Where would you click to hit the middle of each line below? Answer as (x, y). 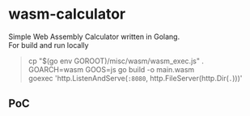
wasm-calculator (67, 14)
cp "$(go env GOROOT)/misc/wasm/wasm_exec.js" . (116, 61)
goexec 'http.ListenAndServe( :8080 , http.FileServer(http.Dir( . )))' (135, 78)
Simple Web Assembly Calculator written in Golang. (94, 37)
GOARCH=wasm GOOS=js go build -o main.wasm (111, 69)
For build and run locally (49, 45)
